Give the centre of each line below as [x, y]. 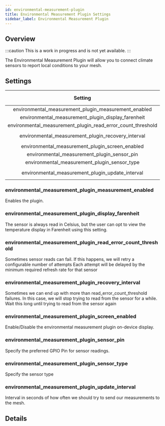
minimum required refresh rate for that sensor [51, 270]
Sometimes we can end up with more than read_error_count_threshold [76, 293]
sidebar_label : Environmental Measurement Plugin [57, 19]
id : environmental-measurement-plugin [45, 10]
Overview [20, 39]
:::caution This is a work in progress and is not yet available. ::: [68, 51]
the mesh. [15, 403]
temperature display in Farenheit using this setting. [56, 229]
